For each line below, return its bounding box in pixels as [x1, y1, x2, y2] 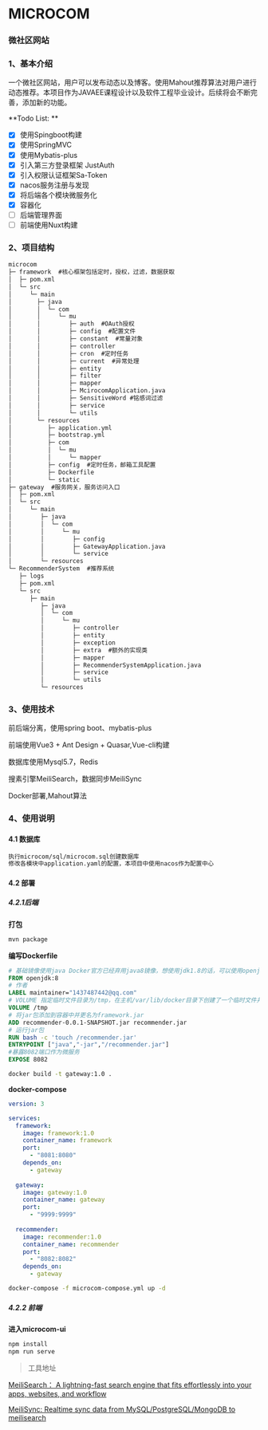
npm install [8, 1340, 48, 1348]
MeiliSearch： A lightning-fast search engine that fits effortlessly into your [8, 1380, 252, 1389]
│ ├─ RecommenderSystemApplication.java [40, 661, 202, 669]
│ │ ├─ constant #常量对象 [8, 335, 144, 343]
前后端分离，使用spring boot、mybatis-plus [8, 723, 152, 733]
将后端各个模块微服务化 [19, 190, 97, 199]
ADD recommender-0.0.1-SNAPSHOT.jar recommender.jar [8, 1018, 187, 1026]
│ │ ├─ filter [8, 372, 102, 380]
